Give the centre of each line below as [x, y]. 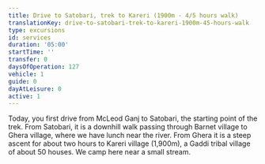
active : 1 [25, 96]
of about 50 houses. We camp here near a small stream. [100, 152]
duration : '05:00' [38, 45]
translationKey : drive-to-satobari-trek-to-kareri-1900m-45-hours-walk [129, 23]
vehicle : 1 [26, 74]
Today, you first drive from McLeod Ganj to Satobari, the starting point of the [133, 118]
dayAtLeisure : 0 [35, 89]
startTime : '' [32, 52]
